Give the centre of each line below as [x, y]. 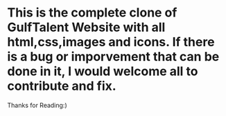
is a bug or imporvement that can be [113, 57]
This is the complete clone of [92, 13]
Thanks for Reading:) [37, 105]
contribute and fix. [62, 86]
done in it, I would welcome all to [103, 71]
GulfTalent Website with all [86, 27]
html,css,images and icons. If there [111, 42]
